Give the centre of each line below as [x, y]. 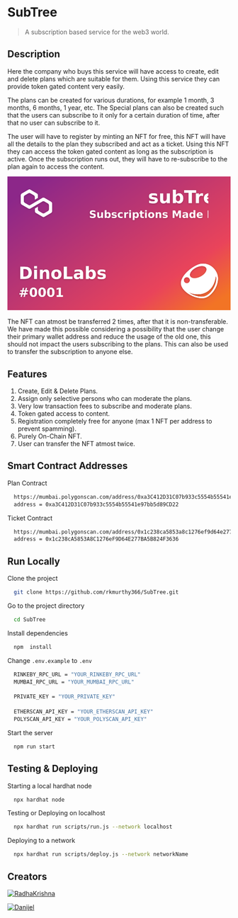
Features [27, 374]
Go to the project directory [46, 606]
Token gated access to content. [64, 413]
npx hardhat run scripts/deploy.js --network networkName [101, 854]
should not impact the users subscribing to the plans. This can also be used [118, 344]
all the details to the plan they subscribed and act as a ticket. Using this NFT [118, 144]
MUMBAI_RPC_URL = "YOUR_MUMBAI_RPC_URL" [74, 682]
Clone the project [33, 579]
